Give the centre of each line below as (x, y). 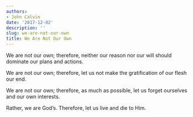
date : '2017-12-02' (30, 22)
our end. (16, 79)
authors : (17, 11)
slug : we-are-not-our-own (37, 33)
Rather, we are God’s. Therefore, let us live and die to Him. (76, 108)
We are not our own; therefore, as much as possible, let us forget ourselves (97, 90)
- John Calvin (23, 17)
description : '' (26, 28)
